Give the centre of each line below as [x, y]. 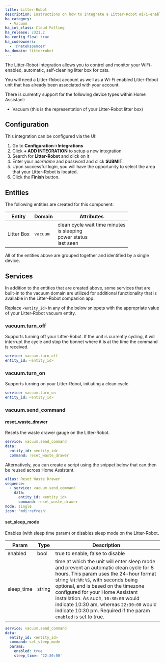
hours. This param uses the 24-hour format [106, 574]
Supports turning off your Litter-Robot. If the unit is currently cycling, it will [80, 337]
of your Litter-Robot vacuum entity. [41, 313]
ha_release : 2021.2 [25, 32]
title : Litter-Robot [26, 10]
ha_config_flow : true [27, 37]
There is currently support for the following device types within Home [75, 94]
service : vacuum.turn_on [30, 393]
